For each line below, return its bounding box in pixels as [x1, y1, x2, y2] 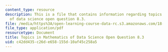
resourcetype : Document [5, 30, 55, 35]
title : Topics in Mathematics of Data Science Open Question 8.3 [5, 35, 144, 40]
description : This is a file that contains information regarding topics [5, 12, 162, 17]
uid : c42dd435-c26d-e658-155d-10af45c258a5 [5, 40, 97, 45]
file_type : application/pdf [5, 26, 64, 31]
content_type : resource [5, 7, 55, 12]
